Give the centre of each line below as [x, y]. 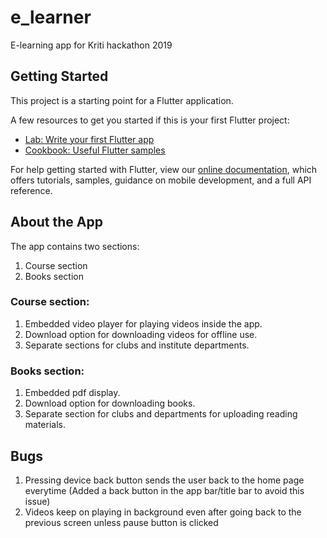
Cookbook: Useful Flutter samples [95, 150]
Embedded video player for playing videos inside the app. [143, 323]
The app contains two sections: [75, 246]
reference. [31, 190]
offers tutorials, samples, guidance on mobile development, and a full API [161, 180]
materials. [45, 425]
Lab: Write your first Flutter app [89, 139]
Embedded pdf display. [72, 393]
